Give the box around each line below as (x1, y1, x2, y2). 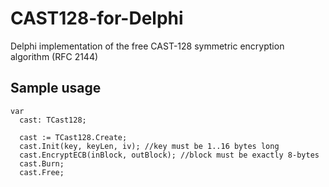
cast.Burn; (19, 158, 65, 169)
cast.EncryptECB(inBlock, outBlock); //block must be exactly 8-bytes (19, 150, 320, 160)
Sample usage (10, 80, 102, 97)
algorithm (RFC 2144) (10, 50, 99, 62)
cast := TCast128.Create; (19, 132, 128, 142)
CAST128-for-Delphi (10, 7, 184, 30)
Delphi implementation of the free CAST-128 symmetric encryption (10, 40, 285, 52)
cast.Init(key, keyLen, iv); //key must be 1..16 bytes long (19, 141, 280, 151)
